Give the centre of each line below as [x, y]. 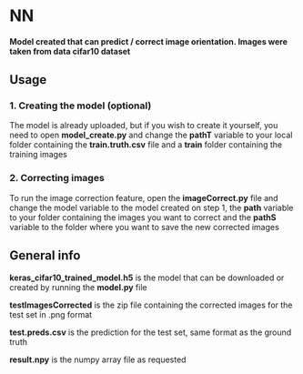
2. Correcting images [57, 178]
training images [39, 155]
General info [45, 256]
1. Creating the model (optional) [81, 106]
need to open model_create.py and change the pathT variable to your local [151, 135]
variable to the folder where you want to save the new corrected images [144, 227]
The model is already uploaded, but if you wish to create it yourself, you [144, 126]
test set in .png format [51, 314]
